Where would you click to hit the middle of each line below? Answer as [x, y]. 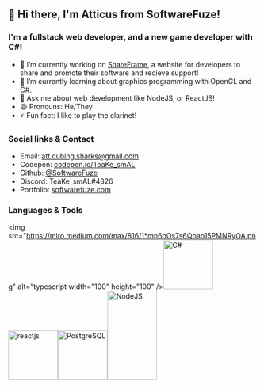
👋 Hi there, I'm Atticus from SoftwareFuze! [114, 15]
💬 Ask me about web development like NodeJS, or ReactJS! [117, 98]
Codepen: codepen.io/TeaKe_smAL [77, 164]
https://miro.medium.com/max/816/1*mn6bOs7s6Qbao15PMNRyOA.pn [141, 236]
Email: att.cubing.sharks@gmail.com [79, 156]
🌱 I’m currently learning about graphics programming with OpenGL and [136, 81]
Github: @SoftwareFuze [58, 173]
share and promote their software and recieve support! [109, 73]
